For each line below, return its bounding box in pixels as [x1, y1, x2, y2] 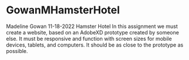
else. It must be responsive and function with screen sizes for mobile [6, 35, 172, 42]
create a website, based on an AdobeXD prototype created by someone [6, 29, 180, 36]
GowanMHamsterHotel [6, 3, 120, 17]
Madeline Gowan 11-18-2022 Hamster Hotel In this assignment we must [6, 23, 178, 30]
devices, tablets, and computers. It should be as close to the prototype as [6, 41, 184, 48]
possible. [6, 47, 28, 54]
